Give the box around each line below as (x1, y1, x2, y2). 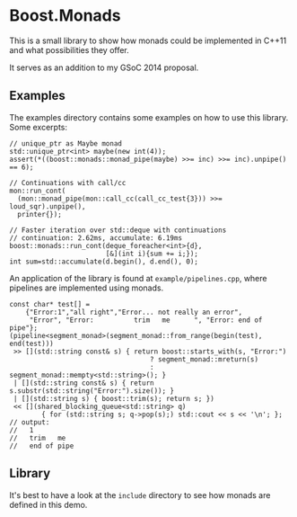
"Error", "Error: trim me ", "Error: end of (29, 316, 263, 325)
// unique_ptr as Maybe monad (9, 138, 123, 148)
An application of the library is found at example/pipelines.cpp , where (9, 272, 267, 283)
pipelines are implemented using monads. (9, 282, 164, 293)
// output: (9, 417, 50, 427)
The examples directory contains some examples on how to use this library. (9, 111, 289, 122)
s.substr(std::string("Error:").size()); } (9, 386, 175, 396)
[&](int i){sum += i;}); (105, 249, 199, 258)
